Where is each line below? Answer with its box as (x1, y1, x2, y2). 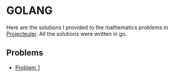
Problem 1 (15, 64, 41, 71)
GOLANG (6, 4, 53, 18)
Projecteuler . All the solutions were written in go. (6, 30, 127, 37)
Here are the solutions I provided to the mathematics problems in (6, 24, 169, 31)
